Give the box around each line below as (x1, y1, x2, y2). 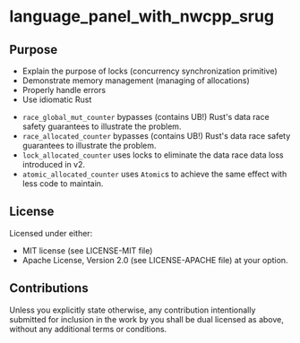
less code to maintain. (21, 178, 104, 189)
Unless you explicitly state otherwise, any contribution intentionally (9, 304, 256, 315)
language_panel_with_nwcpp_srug (9, 6, 275, 27)
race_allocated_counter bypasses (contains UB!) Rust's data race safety (21, 131, 291, 141)
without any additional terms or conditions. (9, 323, 167, 334)
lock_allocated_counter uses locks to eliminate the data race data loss (21, 150, 284, 160)
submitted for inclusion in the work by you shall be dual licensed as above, (9, 313, 285, 324)
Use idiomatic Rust (21, 94, 92, 105)
